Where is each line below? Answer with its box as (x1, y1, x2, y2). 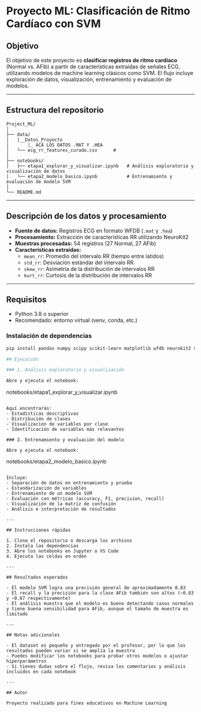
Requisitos (6, 295, 47, 305)
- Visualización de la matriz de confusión (6, 501, 117, 507)
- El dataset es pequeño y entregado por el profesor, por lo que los (6, 642, 186, 648)
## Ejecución (6, 356, 39, 362)
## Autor (6, 690, 28, 696)
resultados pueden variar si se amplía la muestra (6, 648, 135, 654)
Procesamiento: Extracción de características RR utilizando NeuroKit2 (14, 233, 189, 240)
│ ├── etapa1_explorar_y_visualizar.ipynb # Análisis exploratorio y (6, 163, 194, 169)
